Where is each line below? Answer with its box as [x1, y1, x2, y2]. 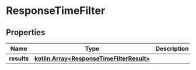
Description [155, 45, 189, 52]
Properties [6, 27, 45, 37]
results [9, 54, 29, 62]
